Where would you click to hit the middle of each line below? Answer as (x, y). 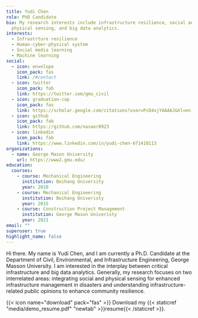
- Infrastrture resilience (44, 39)
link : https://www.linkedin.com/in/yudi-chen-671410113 (87, 143)
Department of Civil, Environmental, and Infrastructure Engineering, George (98, 260)
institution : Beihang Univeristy (63, 198)
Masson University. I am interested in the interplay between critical (87, 265)
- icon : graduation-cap (40, 99)
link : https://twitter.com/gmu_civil (63, 94)
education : (19, 165)
